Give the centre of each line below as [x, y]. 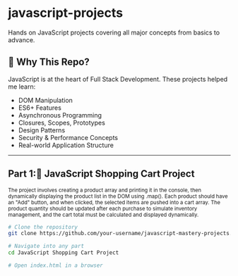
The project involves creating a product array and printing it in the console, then [105, 190]
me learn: [22, 87]
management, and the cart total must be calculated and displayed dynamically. [103, 215]
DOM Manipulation [46, 100]
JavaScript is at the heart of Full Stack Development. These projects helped [118, 79]
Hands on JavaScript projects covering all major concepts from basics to [114, 32]
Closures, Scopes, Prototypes [61, 123]
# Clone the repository [43, 227]
